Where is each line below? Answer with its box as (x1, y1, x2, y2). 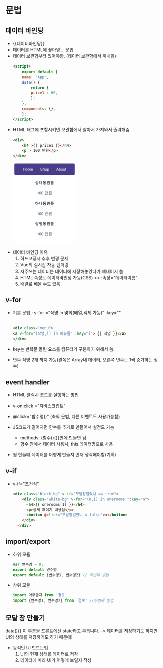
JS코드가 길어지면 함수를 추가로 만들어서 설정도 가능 (12, 424, 114, 430)
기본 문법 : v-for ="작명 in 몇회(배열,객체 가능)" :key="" (12, 309, 121, 315)
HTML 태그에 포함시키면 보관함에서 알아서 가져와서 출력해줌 (12, 126, 130, 132)
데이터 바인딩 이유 (12, 249, 48, 255)
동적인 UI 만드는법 (12, 645, 49, 651)
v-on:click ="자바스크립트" (12, 403, 66, 409)
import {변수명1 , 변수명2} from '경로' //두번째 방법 (12, 598, 114, 604)
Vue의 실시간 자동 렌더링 (20, 261, 69, 268)
